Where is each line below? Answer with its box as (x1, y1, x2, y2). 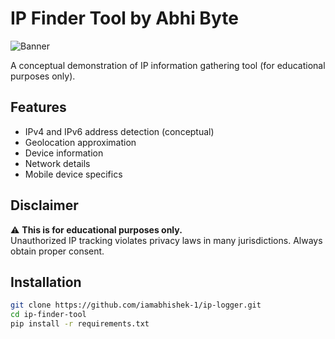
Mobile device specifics (24, 168, 123, 180)
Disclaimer (10, 197, 79, 214)
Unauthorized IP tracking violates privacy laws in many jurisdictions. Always (10, 234, 323, 246)
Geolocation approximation (24, 136, 137, 148)
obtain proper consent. (10, 245, 105, 257)
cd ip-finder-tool (10, 310, 87, 320)
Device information (24, 147, 104, 159)
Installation (10, 273, 82, 291)
